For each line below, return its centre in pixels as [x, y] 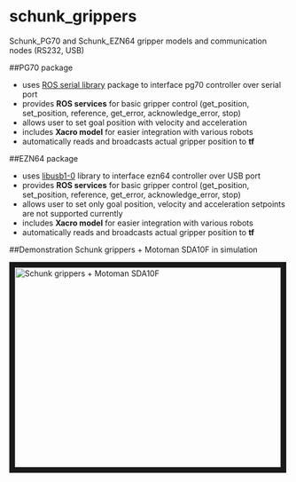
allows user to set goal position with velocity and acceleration [135, 122]
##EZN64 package [44, 158]
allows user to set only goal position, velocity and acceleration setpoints [153, 204]
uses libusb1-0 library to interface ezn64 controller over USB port [141, 176]
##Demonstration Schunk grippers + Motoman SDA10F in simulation [134, 249]
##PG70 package [41, 67]
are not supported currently [72, 213]
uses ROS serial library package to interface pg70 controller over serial [152, 84]
